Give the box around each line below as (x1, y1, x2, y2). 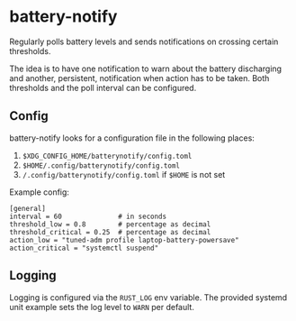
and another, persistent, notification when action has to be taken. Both (9, 72, 270, 83)
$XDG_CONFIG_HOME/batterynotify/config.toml (22, 151, 193, 160)
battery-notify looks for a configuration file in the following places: (9, 133, 255, 143)
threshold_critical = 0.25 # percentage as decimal (9, 227, 211, 236)
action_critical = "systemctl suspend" (9, 243, 159, 252)
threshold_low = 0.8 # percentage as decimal (9, 219, 211, 229)
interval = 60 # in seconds (9, 212, 167, 221)
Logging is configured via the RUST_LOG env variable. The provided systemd (9, 291, 288, 303)
